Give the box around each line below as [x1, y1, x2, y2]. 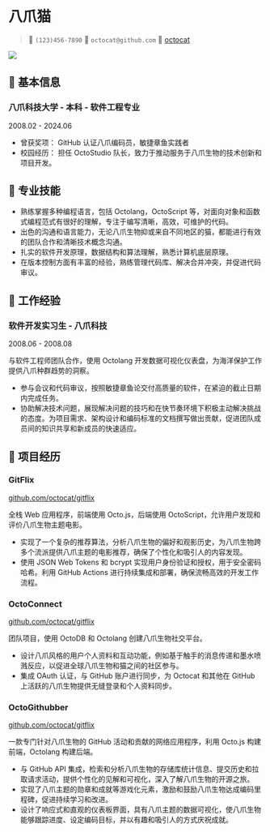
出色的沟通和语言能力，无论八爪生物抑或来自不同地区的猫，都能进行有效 [19, 227, 261, 237]
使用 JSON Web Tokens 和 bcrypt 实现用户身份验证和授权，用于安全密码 [19, 557, 262, 567]
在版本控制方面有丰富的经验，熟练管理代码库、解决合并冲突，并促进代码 [19, 257, 261, 268]
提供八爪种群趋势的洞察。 [8, 366, 94, 375]
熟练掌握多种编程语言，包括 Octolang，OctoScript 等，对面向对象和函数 [19, 207, 260, 217]
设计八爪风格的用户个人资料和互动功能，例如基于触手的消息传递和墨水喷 [19, 650, 261, 661]
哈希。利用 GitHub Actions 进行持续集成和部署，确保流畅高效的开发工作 [19, 567, 259, 577]
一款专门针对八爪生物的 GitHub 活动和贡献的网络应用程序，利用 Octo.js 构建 [8, 737, 261, 747]
